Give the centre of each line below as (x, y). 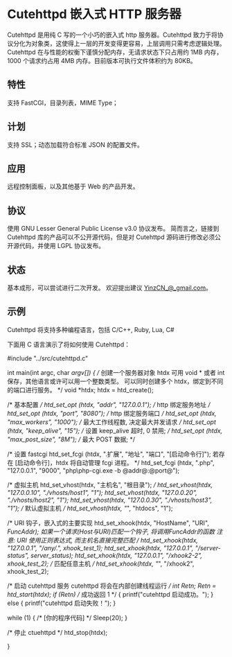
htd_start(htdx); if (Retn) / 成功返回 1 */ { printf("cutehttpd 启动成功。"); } (110, 594)
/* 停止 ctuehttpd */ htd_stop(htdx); (57, 632)
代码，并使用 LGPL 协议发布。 (62, 246)
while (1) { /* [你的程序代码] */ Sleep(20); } (68, 617)
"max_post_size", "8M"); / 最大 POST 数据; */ (71, 439)
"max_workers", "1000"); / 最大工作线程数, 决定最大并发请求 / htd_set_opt (111, 422)
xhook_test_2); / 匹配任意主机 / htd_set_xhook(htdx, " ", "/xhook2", (101, 563)
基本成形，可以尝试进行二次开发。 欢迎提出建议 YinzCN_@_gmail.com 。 (110, 288)
